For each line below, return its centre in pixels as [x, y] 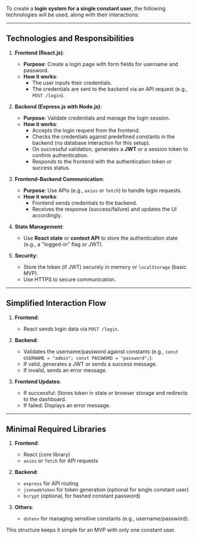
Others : [24, 507]
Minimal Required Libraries [56, 429]
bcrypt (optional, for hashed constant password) [82, 496]
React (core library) [47, 455]
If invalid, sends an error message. [65, 370]
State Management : [39, 226]
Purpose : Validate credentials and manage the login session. [97, 118]
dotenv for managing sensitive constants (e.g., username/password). [106, 518]
